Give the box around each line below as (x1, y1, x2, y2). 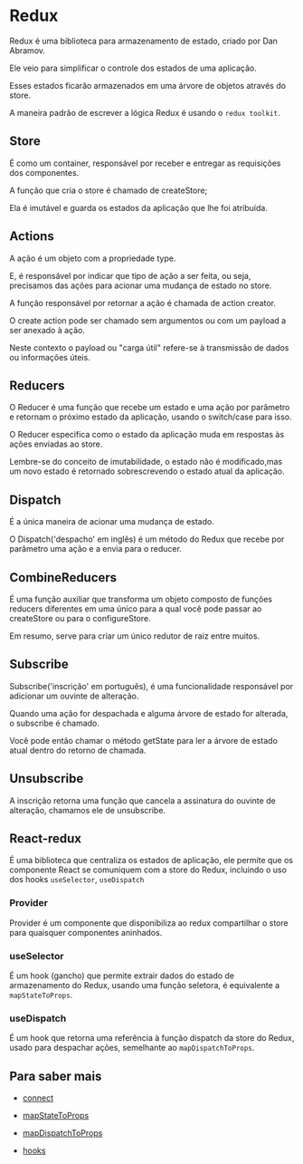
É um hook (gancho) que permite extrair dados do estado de (9, 970, 235, 981)
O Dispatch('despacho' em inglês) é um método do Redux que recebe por (9, 534, 285, 544)
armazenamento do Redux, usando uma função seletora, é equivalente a (9, 980, 280, 991)
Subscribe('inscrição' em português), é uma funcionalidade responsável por (9, 680, 294, 691)
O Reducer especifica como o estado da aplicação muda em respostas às (9, 429, 285, 440)
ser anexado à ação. (9, 324, 86, 335)
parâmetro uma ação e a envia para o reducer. (9, 544, 183, 554)
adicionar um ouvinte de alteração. (9, 690, 139, 701)
